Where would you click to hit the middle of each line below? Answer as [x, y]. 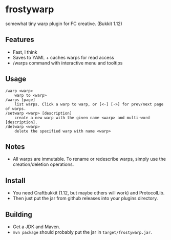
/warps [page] [20, 100]
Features [20, 40]
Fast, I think [25, 52]
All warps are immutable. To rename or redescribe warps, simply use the [89, 159]
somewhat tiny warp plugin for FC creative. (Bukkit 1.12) [64, 24]
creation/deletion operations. [43, 164]
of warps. [16, 108]
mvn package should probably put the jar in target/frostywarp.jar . [82, 232]
